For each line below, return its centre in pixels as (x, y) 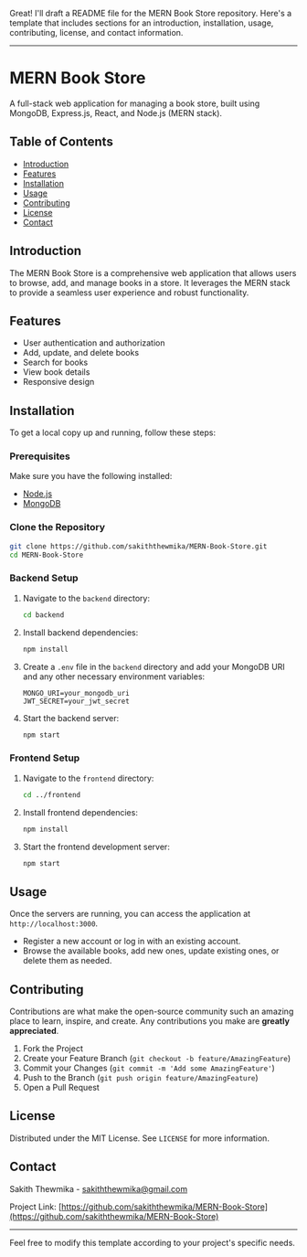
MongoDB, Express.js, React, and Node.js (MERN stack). (116, 112)
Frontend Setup (45, 758)
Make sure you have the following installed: (91, 476)
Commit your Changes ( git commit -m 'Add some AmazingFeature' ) (149, 1068)
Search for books (55, 362)
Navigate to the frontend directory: (88, 778)
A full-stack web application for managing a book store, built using (135, 103)
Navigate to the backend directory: (86, 598)
